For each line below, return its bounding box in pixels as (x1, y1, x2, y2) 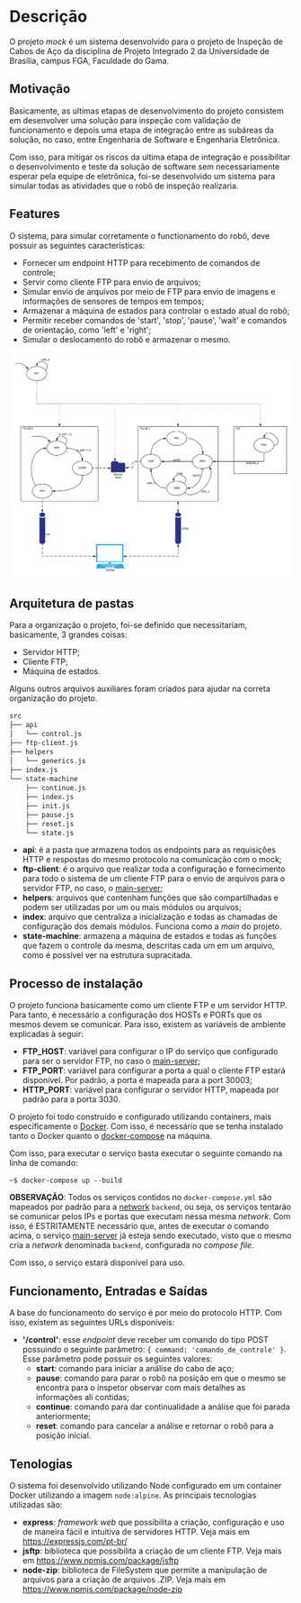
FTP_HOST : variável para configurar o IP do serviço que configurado (22, 1046, 279, 1057)
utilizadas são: (9, 1498, 63, 1510)
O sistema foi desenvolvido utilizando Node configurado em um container (9, 1480, 282, 1490)
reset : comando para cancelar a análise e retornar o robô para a (35, 1421, 274, 1432)
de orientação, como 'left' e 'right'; (22, 324, 152, 335)
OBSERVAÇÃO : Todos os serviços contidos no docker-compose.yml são (9, 1192, 272, 1203)
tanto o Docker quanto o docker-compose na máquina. (9, 1131, 213, 1142)
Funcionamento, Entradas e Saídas (9, 1283, 208, 1298)
